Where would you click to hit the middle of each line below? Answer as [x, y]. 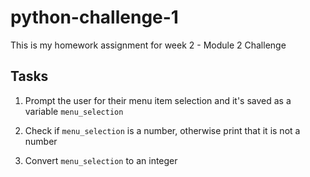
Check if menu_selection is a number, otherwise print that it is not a [162, 130]
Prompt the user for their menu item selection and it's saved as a [158, 100]
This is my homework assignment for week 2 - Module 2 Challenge [148, 45]
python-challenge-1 [94, 17]
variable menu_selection [74, 111]
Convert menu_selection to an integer [101, 160]
